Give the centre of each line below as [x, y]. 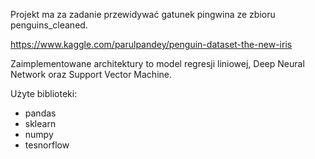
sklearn [40, 123]
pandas [40, 113]
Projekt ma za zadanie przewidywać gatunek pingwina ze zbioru [143, 14]
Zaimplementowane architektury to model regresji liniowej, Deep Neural [157, 63]
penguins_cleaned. [49, 25]
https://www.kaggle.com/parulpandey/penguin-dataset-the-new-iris [151, 44]
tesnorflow [47, 145]
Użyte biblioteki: [44, 93]
